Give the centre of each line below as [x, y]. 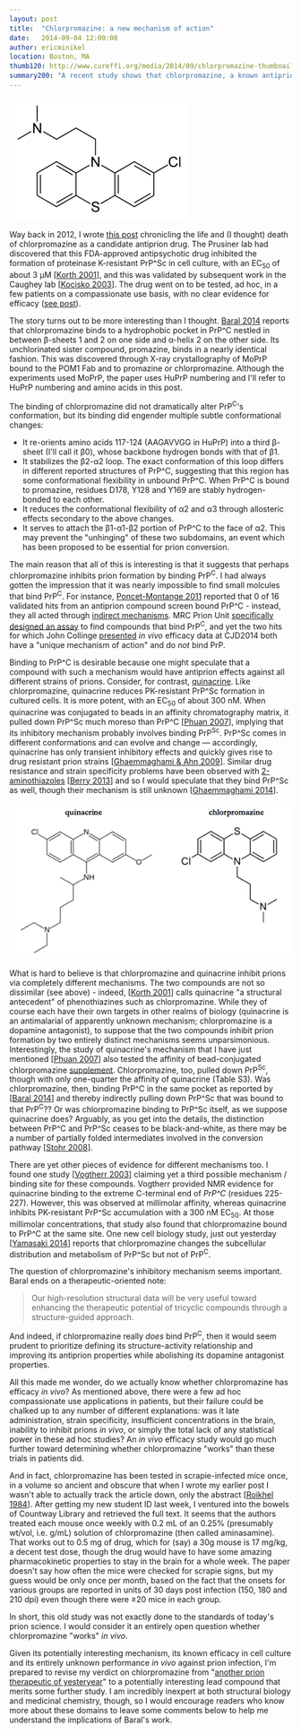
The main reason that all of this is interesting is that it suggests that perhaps [149, 565]
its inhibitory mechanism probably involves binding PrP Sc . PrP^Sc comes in [148, 732]
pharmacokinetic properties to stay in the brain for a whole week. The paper [150, 1561]
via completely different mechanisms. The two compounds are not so [138, 982]
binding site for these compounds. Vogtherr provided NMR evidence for [142, 1184]
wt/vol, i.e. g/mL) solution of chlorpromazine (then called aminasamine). [142, 1533]
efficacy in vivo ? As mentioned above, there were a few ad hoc [125, 1392]
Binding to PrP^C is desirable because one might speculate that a [130, 662]
